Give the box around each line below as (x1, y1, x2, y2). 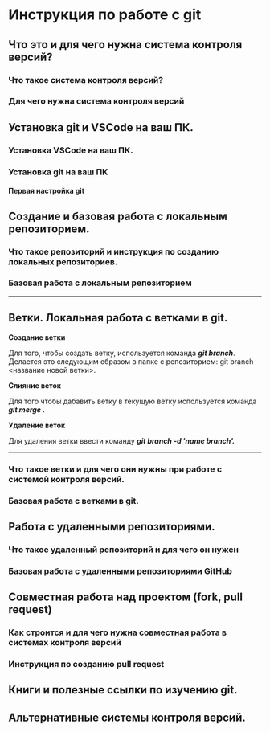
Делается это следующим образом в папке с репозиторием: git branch (8, 356, 254, 366)
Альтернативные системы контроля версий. (8, 710, 247, 724)
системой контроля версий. (8, 473, 125, 485)
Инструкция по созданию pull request (8, 658, 165, 669)
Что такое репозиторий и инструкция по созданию (8, 246, 219, 257)
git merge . (8, 404, 46, 415)
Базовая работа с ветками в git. (8, 495, 139, 506)
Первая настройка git (8, 186, 85, 196)
